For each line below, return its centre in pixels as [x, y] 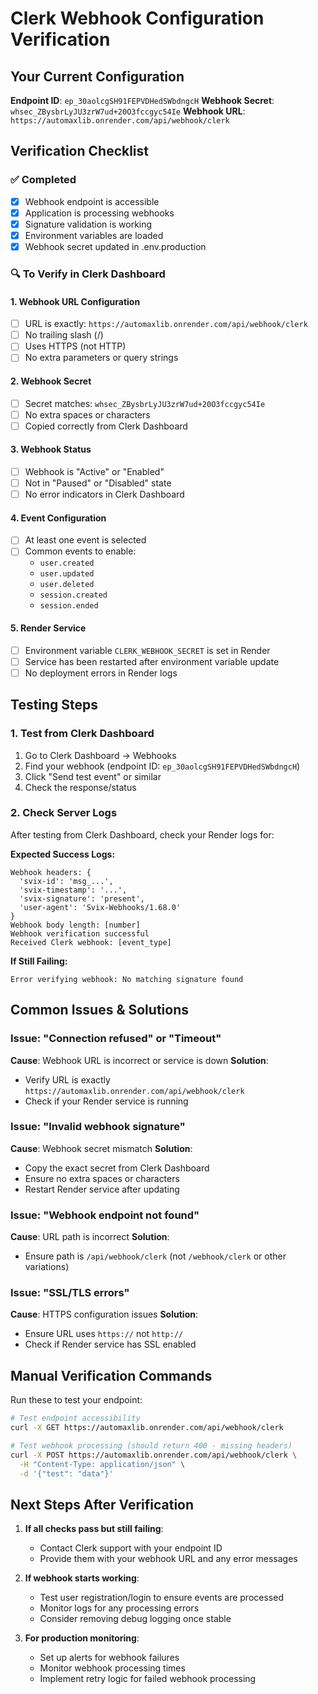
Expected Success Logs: [63, 854]
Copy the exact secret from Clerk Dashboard [117, 1168]
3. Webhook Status [51, 449]
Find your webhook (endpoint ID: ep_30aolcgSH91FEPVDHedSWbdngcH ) [162, 766]
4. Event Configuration [58, 518]
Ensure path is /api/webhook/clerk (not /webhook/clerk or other [155, 1256]
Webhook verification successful [80, 933]
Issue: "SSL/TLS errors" [70, 1293]
